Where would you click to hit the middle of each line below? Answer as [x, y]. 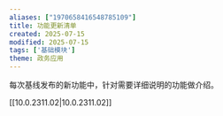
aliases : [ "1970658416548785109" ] [73, 17]
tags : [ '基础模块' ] [42, 50]
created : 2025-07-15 [47, 34]
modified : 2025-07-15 [49, 42]
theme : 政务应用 [36, 58]
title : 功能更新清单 [43, 26]
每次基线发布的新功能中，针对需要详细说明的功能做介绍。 [114, 85]
